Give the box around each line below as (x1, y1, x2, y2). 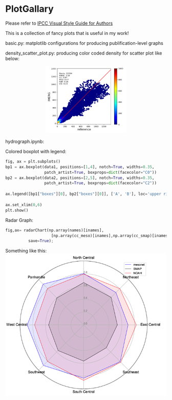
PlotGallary (5, 3, 54, 15)
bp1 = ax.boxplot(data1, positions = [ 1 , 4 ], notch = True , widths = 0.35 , (5, 164, 155, 170)
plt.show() (5, 208, 29, 213)
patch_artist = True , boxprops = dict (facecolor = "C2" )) (44, 180, 157, 186)
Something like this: (5, 248, 47, 254)
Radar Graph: (5, 217, 33, 223)
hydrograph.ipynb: (5, 138, 45, 144)
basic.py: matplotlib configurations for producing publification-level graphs (5, 40, 164, 46)
